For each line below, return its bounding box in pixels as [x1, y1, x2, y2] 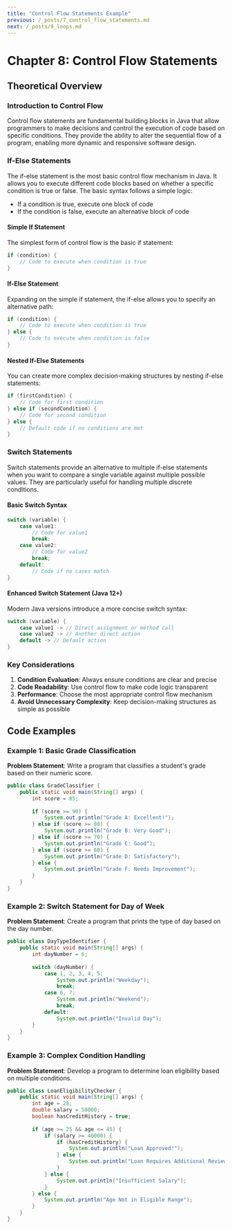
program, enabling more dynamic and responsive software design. [7, 139, 197, 147]
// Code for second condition [19, 412, 107, 418]
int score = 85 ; [32, 795, 79, 802]
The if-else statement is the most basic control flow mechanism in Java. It [7, 172, 217, 180]
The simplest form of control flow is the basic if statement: [7, 238, 174, 246]
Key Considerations [7, 660, 75, 669]
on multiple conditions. [7, 1073, 72, 1082]
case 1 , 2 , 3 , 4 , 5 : [43, 970, 104, 977]
